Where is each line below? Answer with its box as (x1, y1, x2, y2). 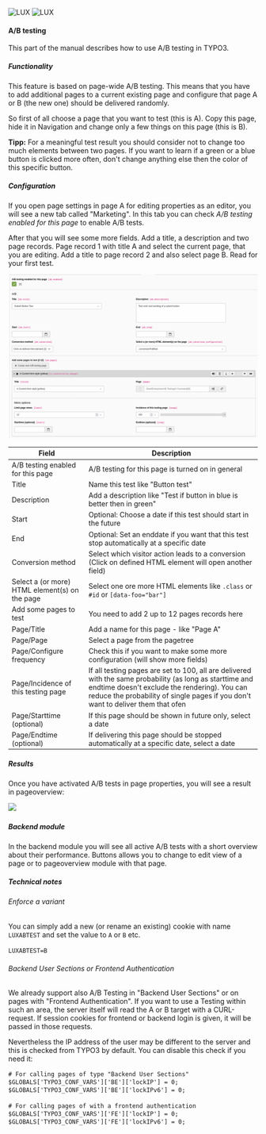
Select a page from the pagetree (88, 635, 194, 644)
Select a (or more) (11, 577, 71, 586)
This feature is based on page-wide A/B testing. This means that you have (8, 82, 251, 91)
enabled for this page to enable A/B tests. (8, 218, 145, 228)
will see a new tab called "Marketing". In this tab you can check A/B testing (8, 210, 253, 219)
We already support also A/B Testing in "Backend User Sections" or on (8, 988, 239, 998)
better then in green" (88, 499, 157, 509)
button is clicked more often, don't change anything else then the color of (8, 155, 249, 164)
